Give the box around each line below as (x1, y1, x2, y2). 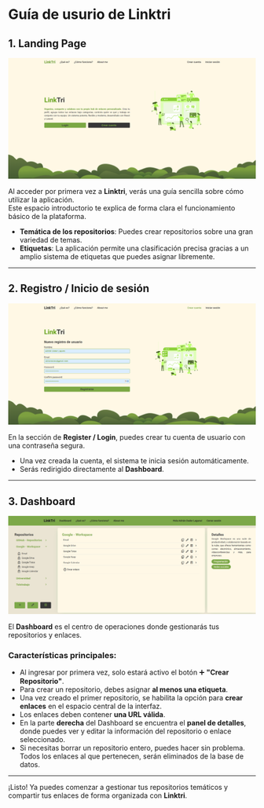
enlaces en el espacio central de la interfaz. (19, 701, 163, 711)
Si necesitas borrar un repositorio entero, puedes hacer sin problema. (19, 743, 245, 752)
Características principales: (8, 649, 117, 660)
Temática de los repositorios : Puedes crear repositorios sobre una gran (19, 227, 254, 236)
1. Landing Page (8, 37, 87, 50)
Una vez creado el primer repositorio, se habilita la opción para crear (19, 693, 244, 702)
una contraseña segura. (8, 441, 85, 451)
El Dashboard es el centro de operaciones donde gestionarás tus (8, 622, 220, 631)
